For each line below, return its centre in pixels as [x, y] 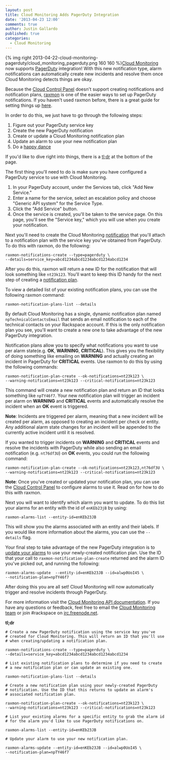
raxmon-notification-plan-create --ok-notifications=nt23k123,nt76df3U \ [85, 468]
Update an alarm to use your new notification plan [65, 141]
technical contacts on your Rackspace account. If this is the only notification [85, 324]
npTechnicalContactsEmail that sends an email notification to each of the [81, 319]
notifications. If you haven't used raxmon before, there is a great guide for [82, 100]
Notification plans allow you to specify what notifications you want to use [82, 345]
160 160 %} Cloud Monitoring [129, 63]
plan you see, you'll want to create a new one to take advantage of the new [84, 330]
